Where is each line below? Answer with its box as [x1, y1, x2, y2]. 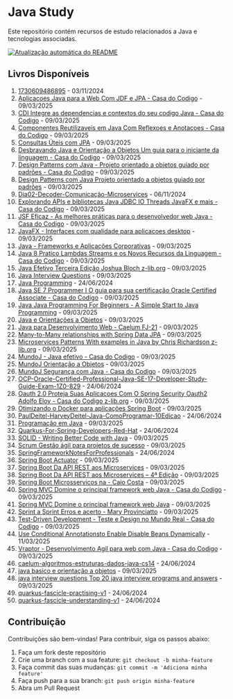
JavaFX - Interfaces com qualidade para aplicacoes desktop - [17, 227, 196, 235]
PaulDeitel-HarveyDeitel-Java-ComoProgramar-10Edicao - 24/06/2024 [17, 411, 222, 420]
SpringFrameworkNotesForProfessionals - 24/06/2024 [17, 448, 175, 457]
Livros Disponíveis [8, 68, 89, 80]
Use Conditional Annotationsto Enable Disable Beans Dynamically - [17, 529, 210, 538]
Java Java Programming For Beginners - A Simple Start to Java [17, 300, 199, 309]
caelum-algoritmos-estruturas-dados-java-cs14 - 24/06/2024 [17, 559, 196, 567]
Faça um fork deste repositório [17, 648, 106, 657]
